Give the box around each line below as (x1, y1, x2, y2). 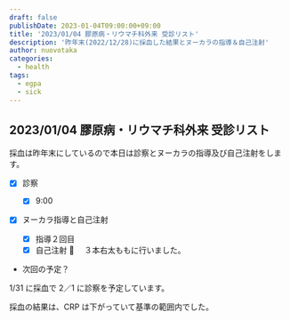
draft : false (9, 12, 58, 22)
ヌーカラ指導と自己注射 (21, 214, 109, 225)
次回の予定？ (21, 263, 69, 274)
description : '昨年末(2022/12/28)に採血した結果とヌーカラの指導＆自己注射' (9, 37, 270, 47)
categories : (9, 54, 53, 63)
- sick (17, 87, 42, 96)
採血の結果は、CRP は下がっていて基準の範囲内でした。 (9, 301, 213, 312)
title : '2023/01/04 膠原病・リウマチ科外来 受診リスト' (9, 29, 199, 38)
